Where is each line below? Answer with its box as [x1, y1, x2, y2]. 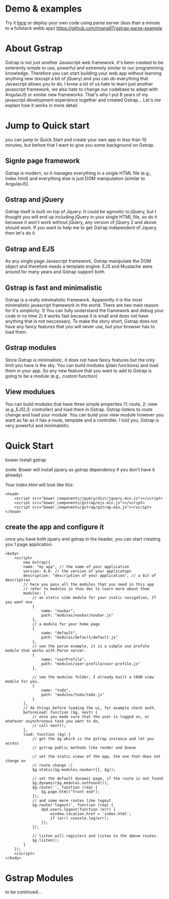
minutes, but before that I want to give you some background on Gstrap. [5, 142, 155, 148]
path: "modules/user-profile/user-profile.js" [41, 662, 141, 667]
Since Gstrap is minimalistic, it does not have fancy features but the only [5, 356, 155, 363]
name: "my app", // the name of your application [23, 564, 129, 570]
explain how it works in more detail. [5, 102, 79, 108]
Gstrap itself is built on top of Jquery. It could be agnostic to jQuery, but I [5, 209, 156, 215]
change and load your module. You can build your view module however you [5, 411, 164, 417]
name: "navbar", [41, 609, 75, 614]
